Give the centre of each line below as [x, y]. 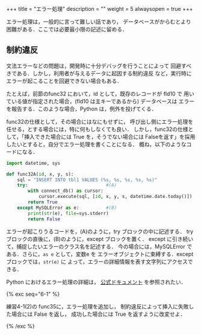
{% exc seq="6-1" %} [33, 294]
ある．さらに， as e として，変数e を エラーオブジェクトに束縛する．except [100, 254]
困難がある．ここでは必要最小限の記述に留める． [67, 29]
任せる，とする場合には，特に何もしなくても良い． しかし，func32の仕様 [97, 129]
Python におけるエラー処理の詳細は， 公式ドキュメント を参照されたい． [96, 282]
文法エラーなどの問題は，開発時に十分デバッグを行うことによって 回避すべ [99, 66]
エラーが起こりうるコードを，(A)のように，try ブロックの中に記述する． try [100, 231]
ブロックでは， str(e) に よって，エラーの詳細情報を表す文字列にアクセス [97, 261]
